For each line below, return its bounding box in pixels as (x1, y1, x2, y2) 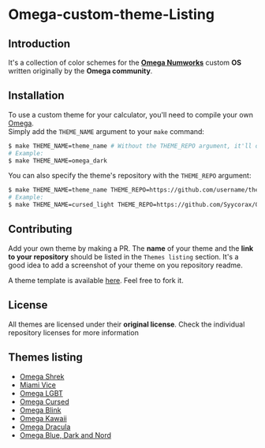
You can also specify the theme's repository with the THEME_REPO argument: (8, 171, 252, 181)
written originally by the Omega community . (8, 66, 153, 76)
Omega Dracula (19, 422, 71, 431)
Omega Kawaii (19, 413, 67, 423)
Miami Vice (19, 380, 57, 390)
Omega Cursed (19, 397, 69, 406)
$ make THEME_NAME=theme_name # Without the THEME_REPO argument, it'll (8, 142, 252, 150)
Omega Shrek (19, 371, 65, 381)
